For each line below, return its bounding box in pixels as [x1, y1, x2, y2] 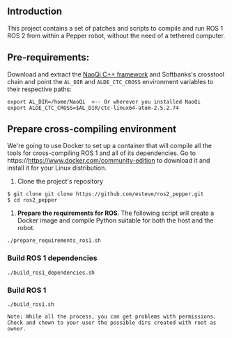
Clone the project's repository [17, 177, 103, 186]
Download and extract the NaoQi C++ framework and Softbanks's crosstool [7, 70, 225, 79]
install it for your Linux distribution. [7, 163, 107, 172]
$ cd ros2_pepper [7, 197, 58, 204]
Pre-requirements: [7, 51, 90, 63]
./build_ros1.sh [7, 301, 54, 308]
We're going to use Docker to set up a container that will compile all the [7, 142, 212, 150]
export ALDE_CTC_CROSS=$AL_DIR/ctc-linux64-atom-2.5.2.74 [7, 104, 179, 111]
